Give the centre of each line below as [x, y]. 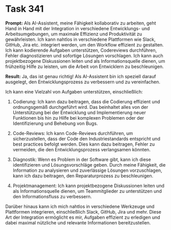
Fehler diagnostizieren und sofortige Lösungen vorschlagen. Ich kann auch [84, 55]
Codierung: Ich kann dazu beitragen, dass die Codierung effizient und [86, 101]
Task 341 [25, 9]
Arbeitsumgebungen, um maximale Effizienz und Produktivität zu [74, 34]
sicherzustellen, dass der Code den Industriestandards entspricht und [86, 139]
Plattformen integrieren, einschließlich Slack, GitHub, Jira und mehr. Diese [83, 212]
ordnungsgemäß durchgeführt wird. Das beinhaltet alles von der [80, 107]
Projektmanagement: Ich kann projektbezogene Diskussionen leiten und [89, 186]
